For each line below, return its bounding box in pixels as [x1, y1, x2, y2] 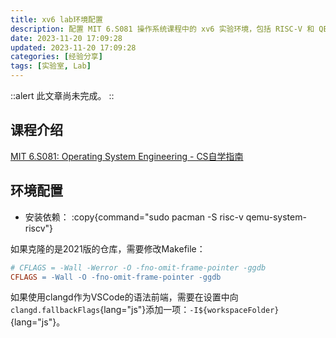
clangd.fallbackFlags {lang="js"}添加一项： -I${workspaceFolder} [10, 304, 280, 316]
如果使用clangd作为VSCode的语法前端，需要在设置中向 [10, 291, 239, 303]
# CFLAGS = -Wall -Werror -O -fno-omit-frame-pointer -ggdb [10, 262, 267, 273]
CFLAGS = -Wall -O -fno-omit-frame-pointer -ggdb [10, 272, 222, 282]
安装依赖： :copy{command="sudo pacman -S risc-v [24, 211, 244, 223]
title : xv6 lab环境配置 [10, 14, 103, 25]
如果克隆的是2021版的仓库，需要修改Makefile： [10, 242, 206, 255]
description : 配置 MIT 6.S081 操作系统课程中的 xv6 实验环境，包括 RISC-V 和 [10, 24, 315, 34]
